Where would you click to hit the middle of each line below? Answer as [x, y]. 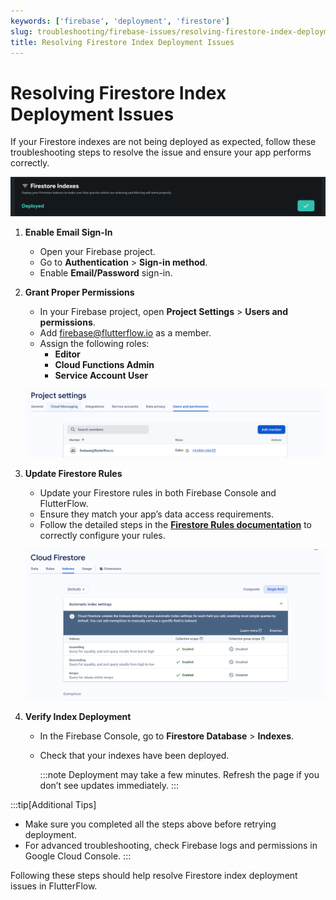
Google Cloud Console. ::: [78, 856]
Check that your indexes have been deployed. [134, 756]
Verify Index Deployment [78, 717]
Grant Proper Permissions [79, 292]
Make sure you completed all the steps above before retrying [150, 824]
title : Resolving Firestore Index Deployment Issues [122, 42]
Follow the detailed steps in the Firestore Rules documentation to [175, 524]
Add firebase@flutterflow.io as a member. [125, 332]
